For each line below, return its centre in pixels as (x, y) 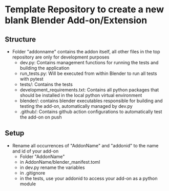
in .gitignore (33, 173)
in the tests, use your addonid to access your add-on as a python (89, 178)
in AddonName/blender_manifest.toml (60, 162)
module (28, 184)
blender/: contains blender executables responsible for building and (91, 101)
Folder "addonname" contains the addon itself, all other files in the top (86, 52)
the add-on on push (41, 117)
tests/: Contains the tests (46, 84)
